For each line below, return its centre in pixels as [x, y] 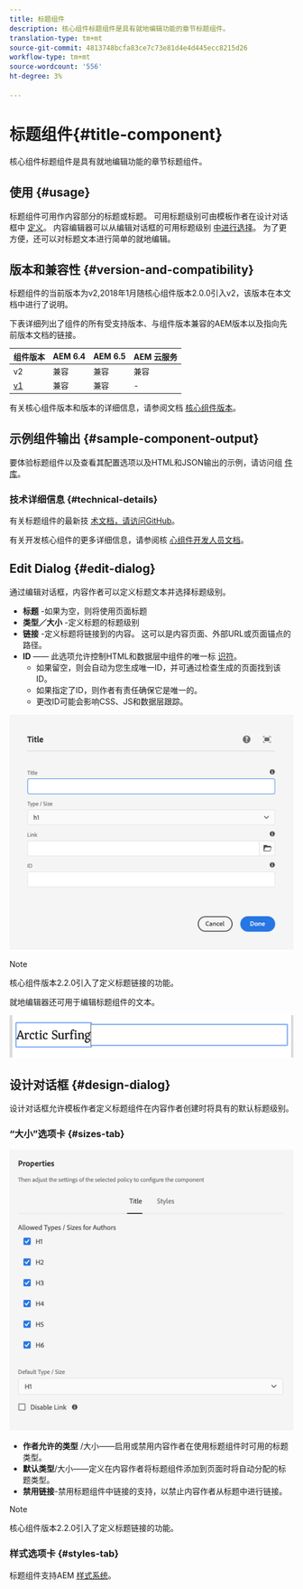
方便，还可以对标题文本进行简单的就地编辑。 [92, 239]
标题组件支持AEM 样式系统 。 [63, 1575]
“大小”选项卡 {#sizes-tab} [67, 1134]
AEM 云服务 [156, 356]
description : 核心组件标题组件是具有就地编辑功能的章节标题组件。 [119, 28]
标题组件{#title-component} [116, 134]
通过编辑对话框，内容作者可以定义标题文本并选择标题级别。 [120, 591]
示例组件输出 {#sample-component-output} [134, 439]
